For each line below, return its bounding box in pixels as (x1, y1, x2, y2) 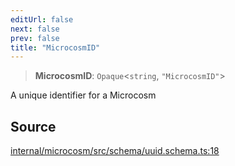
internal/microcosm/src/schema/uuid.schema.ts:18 (10, 145, 220, 157)
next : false (10, 24, 60, 34)
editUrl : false (10, 14, 74, 25)
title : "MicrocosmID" (10, 42, 101, 53)
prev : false (10, 33, 60, 43)
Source (10, 118, 57, 135)
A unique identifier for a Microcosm (10, 89, 157, 101)
